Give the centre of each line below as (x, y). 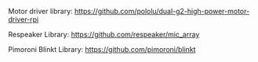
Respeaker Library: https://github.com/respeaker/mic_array (104, 34)
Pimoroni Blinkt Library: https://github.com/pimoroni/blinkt (102, 49)
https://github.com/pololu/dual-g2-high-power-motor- (162, 11)
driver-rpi (24, 19)
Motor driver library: (40, 11)
